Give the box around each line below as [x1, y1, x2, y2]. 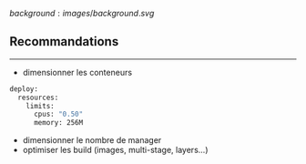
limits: [25, 101, 55, 110]
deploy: [9, 84, 39, 94]
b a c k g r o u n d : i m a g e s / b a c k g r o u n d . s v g [9, 8, 155, 18]
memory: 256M [33, 118, 84, 128]
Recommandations [9, 34, 119, 49]
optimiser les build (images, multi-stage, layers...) [22, 145, 209, 156]
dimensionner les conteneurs [22, 67, 133, 77]
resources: [17, 93, 59, 102]
